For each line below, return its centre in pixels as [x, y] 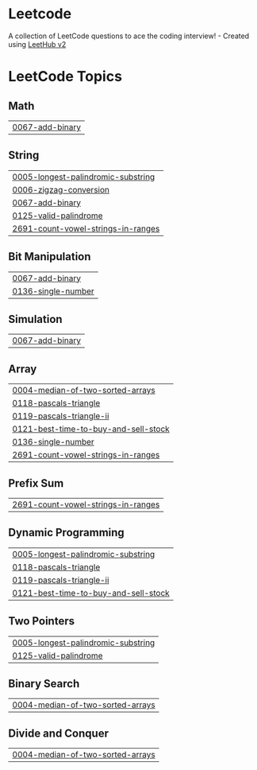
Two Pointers [42, 621]
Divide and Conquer [59, 733]
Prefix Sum [36, 483]
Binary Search [44, 684]
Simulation [35, 319]
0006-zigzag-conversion [61, 189]
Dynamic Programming [66, 533]
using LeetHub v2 [37, 44]
